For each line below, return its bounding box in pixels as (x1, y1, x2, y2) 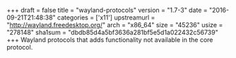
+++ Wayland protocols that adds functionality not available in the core (6, 36, 213, 44)
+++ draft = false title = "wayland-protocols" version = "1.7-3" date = (6, 6, 208, 14)
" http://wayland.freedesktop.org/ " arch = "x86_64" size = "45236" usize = (6, 21, 223, 29)
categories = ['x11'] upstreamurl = (57, 13, 155, 22)
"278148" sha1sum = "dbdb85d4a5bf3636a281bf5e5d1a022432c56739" (6, 28, 218, 36)
